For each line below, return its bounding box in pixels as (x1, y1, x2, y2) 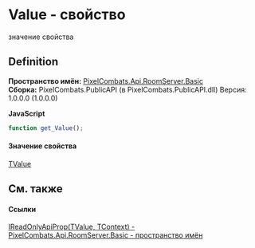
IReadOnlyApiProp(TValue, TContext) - (8, 222, 135, 232)
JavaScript (8, 108, 45, 118)
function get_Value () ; (8, 124, 84, 132)
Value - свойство (8, 6, 126, 24)
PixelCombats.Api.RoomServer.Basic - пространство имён (8, 230, 203, 240)
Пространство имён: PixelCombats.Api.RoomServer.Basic (8, 76, 204, 85)
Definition (8, 55, 58, 69)
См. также (8, 182, 64, 196)
